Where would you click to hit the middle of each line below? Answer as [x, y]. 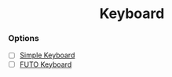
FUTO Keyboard [46, 64]
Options [24, 38]
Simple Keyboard [47, 55]
